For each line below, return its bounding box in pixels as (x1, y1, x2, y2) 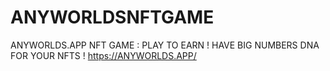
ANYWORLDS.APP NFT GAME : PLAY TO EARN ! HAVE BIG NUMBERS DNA (10, 39, 320, 51)
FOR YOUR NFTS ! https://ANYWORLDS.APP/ (10, 49, 197, 61)
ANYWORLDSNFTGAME (10, 6, 215, 29)
